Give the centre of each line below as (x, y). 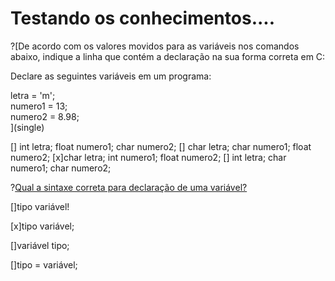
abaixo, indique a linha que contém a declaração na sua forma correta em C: (168, 56)
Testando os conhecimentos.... (143, 18)
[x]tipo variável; (42, 226)
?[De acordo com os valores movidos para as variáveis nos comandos (155, 46)
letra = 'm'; (33, 95)
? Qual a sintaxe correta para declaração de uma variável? (129, 187)
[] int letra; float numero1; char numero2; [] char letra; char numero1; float (161, 146)
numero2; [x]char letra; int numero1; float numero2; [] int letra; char (148, 157)
